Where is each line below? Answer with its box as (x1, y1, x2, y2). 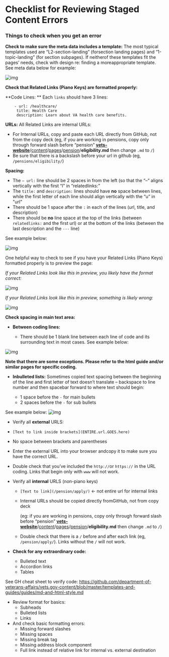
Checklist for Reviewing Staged (5, 4, 140, 15)
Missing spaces (20, 631, 53, 637)
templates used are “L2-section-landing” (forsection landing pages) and (5, 49, 155, 55)
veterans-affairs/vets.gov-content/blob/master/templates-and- (5, 584, 136, 590)
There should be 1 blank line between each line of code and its (20, 334, 150, 340)
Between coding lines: (12, 324, 60, 330)
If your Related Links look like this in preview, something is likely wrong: (5, 295, 153, 301)
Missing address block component (20, 642, 92, 648)
